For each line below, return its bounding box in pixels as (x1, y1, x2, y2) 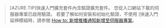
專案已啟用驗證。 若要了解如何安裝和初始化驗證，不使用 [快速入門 (19, 11, 158, 17)
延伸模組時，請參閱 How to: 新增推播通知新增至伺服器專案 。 (9, 17, 137, 23)
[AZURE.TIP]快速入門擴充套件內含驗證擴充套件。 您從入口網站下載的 (9, 5, 155, 10)
